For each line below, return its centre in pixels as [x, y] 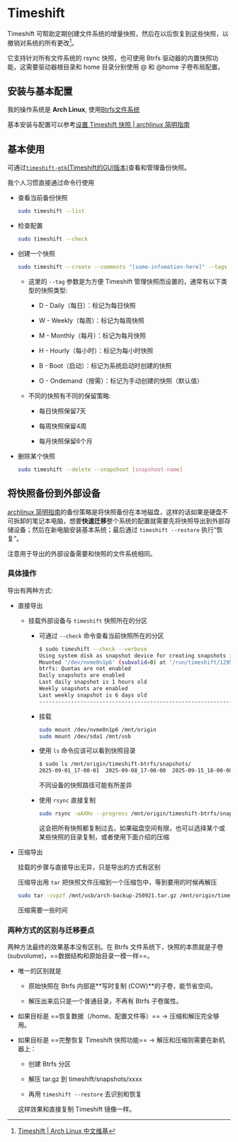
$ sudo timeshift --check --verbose [93, 649]
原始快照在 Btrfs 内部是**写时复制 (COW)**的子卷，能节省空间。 [122, 986]
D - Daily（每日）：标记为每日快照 [87, 305]
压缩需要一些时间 [42, 910]
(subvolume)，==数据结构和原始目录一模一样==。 [80, 956]
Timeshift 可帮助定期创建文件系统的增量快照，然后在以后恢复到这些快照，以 [118, 33]
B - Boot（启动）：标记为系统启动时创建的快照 [105, 365]
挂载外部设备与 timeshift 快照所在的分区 [87, 620]
